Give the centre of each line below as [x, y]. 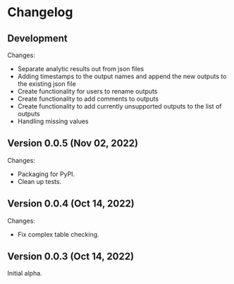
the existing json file [47, 84]
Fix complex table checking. [58, 234]
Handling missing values [53, 121]
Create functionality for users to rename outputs [87, 91]
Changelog [40, 12]
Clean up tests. [39, 181]
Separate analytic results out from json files [81, 69]
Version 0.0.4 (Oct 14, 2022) [71, 204]
